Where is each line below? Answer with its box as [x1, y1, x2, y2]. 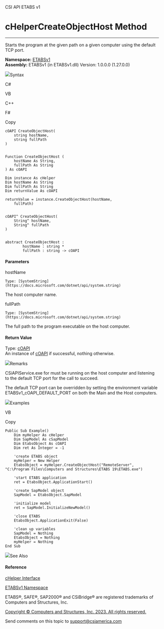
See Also [10, 553, 28, 559]
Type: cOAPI [5, 345, 30, 351]
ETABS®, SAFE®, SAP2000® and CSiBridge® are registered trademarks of [5, 594, 154, 600]
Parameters [5, 258, 29, 264]
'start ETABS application [14, 476, 67, 481]
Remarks [10, 361, 28, 367]
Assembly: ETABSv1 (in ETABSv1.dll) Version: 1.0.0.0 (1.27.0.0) [5, 62, 130, 67]
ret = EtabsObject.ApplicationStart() [14, 480, 93, 485]
